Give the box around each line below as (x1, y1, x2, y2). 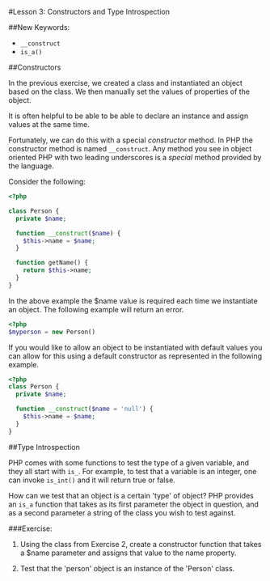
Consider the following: (8, 177, 86, 186)
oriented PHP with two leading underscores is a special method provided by (8, 153, 262, 162)
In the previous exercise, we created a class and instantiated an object (8, 78, 243, 87)
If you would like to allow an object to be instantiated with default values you (8, 342, 263, 352)
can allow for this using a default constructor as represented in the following (8, 351, 263, 361)
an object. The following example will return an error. (8, 304, 184, 314)
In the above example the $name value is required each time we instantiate (8, 295, 258, 306)
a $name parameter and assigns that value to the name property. (19, 548, 237, 558)
